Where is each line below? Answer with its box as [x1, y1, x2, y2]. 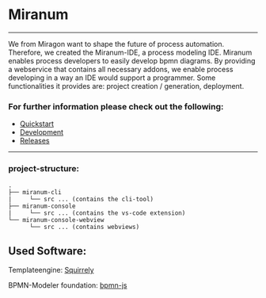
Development [19, 128, 64, 137]
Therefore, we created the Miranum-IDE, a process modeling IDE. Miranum [8, 48, 253, 57]
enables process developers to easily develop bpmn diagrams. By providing [8, 55, 256, 65]
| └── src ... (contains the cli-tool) [8, 195, 154, 203]
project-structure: [8, 163, 80, 174]
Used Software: [8, 244, 87, 258]
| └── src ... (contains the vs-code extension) [8, 208, 186, 217]
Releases [19, 136, 50, 146]
